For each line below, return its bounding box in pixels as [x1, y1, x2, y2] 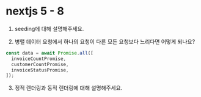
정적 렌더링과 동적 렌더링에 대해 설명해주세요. [14, 84, 123, 92]
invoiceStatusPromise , [11, 67, 69, 73]
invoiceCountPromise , [11, 56, 67, 62]
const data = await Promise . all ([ [5, 50, 94, 56]
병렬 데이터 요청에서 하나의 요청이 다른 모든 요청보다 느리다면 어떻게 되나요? [14, 38, 196, 45]
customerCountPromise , [11, 61, 69, 67]
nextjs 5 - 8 [5, 4, 65, 18]
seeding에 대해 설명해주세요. [14, 25, 84, 32]
